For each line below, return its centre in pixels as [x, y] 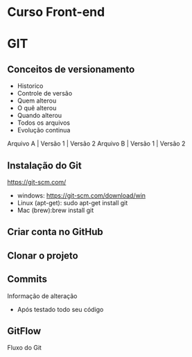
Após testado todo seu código [60, 309]
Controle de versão [45, 94]
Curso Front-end [56, 12]
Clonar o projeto [43, 255]
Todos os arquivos [44, 123]
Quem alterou [37, 101]
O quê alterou [37, 108]
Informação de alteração [42, 296]
